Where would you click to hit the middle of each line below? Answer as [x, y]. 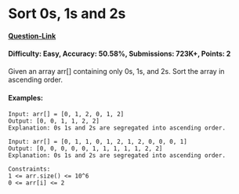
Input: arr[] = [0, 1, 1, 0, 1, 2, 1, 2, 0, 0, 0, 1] [98, 142]
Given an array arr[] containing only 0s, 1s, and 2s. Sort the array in [116, 71]
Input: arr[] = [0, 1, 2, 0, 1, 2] [66, 115]
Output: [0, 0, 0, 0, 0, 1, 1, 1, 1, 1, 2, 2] [85, 149]
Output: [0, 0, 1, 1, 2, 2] [54, 121]
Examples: [25, 97]
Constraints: [29, 170]
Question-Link [32, 35]
